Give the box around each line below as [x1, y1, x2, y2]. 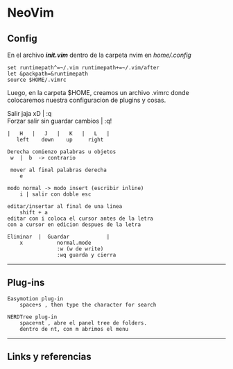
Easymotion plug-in [7, 295, 64, 302]
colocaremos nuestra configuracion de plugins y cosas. [7, 96, 166, 104]
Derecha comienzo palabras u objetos [7, 148, 116, 155]
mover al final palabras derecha [10, 166, 107, 173]
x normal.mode [19, 239, 92, 246]
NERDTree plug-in [7, 314, 58, 320]
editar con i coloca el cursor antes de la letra [7, 215, 154, 222]
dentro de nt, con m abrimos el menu [19, 325, 129, 332]
